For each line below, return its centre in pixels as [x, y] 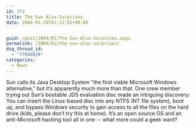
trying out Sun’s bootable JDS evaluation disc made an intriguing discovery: [98, 94]
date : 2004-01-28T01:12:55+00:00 [47, 22]
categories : [21, 60]
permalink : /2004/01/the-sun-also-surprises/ [63, 44]
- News [19, 65]
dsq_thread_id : [25, 49]
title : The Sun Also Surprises [45, 17]
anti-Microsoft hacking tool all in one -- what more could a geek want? [92, 119]
